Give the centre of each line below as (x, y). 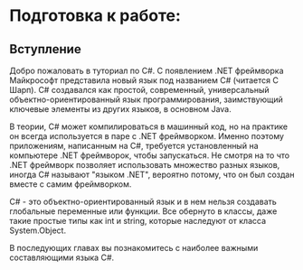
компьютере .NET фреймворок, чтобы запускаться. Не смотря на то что (150, 155)
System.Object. (38, 230)
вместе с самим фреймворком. (71, 184)
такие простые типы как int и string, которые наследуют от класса (138, 221)
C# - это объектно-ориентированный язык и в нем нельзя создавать (143, 201)
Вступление (45, 49)
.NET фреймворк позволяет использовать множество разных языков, (145, 165)
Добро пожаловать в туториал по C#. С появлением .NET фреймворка (147, 70)
